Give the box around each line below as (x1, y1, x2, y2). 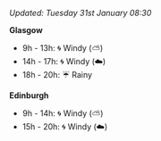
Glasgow (9, 25, 43, 35)
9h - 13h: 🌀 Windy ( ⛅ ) (21, 43, 104, 53)
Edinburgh (9, 90, 49, 101)
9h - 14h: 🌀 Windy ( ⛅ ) (21, 108, 104, 119)
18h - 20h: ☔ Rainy (21, 70, 92, 79)
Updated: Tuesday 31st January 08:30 (9, 8, 152, 18)
